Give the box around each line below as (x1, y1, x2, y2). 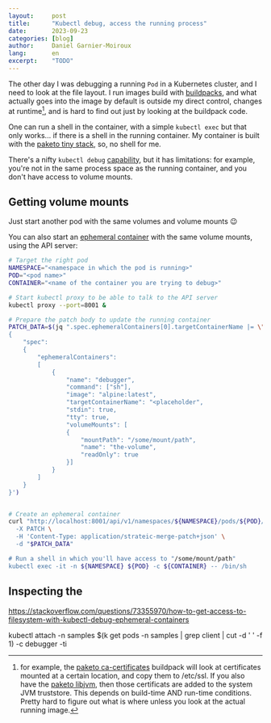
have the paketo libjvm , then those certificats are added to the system (19, 679, 252, 689)
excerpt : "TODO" (8, 57, 74, 65)
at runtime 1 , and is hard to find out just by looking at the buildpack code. (8, 104, 248, 116)
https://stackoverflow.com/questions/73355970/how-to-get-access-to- (8, 606, 247, 616)
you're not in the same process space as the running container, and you (8, 163, 248, 173)
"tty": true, (65, 413, 110, 421)
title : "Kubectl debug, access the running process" (8, 19, 207, 27)
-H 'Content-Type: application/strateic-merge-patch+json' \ (15, 532, 226, 541)
